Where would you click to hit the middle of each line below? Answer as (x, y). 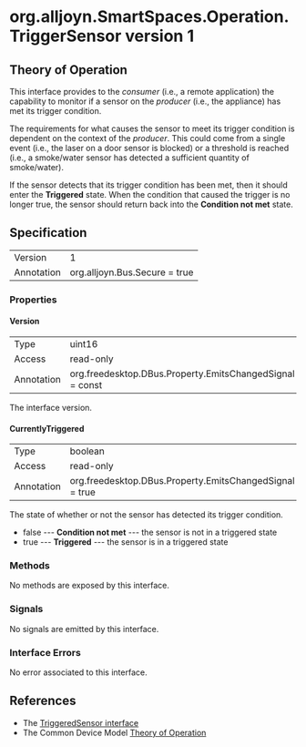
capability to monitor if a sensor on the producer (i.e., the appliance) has (145, 101)
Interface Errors (46, 652)
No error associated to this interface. (78, 672)
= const (86, 384)
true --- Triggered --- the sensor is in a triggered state (125, 542)
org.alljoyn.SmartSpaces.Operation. (149, 17)
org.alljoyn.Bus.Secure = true (132, 272)
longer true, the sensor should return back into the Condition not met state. (151, 204)
